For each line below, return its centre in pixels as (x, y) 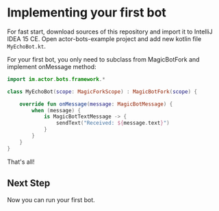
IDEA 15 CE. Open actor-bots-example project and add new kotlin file (104, 38)
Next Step (29, 183)
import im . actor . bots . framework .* (56, 79)
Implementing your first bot (87, 13)
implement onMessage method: (52, 66)
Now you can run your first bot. (51, 199)
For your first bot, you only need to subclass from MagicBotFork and (103, 59)
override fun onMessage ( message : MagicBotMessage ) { (96, 104)
